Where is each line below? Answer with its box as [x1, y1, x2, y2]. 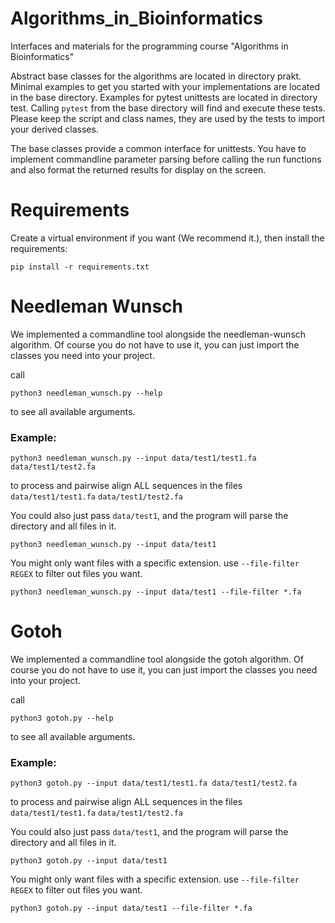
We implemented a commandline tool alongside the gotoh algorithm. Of [10, 653, 304, 666]
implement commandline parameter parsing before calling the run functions [10, 153, 322, 165]
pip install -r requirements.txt [10, 262, 150, 272]
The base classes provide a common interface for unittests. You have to [10, 142, 307, 154]
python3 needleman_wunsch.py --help [10, 388, 163, 398]
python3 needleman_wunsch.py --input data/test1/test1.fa [10, 453, 257, 464]
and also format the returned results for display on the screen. [10, 163, 267, 176]
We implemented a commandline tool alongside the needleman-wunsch [10, 328, 307, 340]
